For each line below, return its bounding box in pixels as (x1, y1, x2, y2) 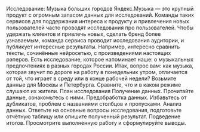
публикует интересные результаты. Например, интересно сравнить (6, 43, 180, 50)
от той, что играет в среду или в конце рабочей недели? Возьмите (6, 75, 177, 82)
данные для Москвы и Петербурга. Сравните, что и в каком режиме (6, 81, 181, 88)
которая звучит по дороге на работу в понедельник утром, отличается (6, 69, 188, 75)
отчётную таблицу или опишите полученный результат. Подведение (6, 113, 181, 120)
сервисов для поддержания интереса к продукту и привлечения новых (6, 18, 189, 24)
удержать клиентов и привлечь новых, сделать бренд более (6, 30, 161, 38)
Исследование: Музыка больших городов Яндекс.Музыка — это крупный (6, 5, 194, 12)
